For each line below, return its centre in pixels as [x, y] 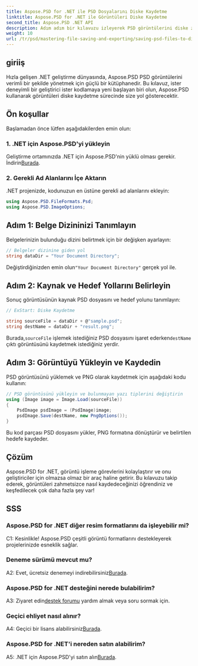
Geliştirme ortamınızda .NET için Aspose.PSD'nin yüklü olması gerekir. [91, 156]
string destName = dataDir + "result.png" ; [60, 327]
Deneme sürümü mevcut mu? [49, 560]
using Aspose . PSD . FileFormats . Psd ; [50, 202]
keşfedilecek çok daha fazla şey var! [50, 490]
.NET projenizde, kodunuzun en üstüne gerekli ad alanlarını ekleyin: [88, 191]
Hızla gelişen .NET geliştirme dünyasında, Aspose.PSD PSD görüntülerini [94, 77]
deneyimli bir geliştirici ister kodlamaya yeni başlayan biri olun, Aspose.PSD [98, 90]
